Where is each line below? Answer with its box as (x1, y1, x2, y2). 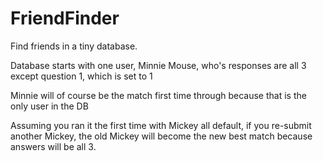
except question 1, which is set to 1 (10, 70, 153, 82)
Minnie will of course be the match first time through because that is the (10, 89, 307, 101)
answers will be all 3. (10, 140, 97, 152)
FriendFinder (10, 7, 120, 30)
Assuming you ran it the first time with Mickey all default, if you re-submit (10, 119, 312, 131)
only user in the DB (10, 100, 89, 112)
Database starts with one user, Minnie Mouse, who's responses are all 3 (10, 59, 307, 71)
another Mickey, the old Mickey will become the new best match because (10, 130, 313, 142)
